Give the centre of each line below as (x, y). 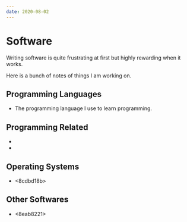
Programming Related (47, 127)
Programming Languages (54, 94)
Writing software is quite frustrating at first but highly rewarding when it (93, 58)
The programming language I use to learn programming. (83, 108)
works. (15, 64)
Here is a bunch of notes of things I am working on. (69, 76)
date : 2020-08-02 (28, 12)
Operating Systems (43, 166)
